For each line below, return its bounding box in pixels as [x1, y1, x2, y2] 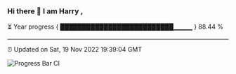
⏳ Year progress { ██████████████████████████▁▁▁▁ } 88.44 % [7, 22, 223, 31]
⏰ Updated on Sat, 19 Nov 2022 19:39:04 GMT [7, 45, 143, 54]
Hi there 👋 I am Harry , [7, 6, 84, 16]
